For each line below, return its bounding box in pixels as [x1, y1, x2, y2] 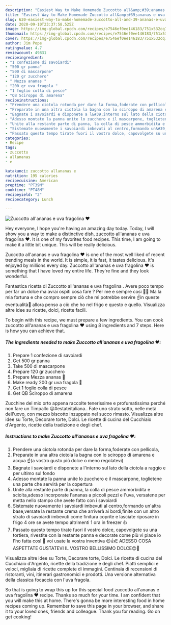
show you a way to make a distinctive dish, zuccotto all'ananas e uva [5, 231, 150, 237]
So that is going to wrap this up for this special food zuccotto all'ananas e [5, 586, 159, 592]
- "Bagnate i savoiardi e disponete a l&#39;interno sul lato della [5, 112, 154, 117]
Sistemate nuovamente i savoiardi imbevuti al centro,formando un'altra [12, 503, 161, 509]
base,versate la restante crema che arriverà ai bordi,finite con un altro [12, 508, 159, 514]
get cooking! [5, 613, 32, 620]
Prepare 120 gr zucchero [12, 368, 65, 374]
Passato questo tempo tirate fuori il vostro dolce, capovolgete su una [12, 527, 158, 533]
